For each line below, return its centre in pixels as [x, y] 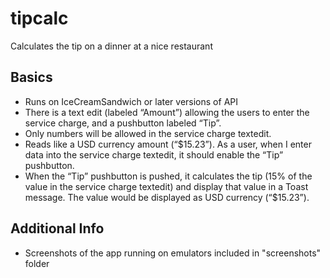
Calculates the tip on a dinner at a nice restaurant [111, 46]
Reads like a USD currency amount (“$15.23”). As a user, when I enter [168, 144]
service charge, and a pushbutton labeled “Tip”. [123, 123]
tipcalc [39, 18]
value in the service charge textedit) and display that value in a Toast [166, 186]
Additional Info [57, 228]
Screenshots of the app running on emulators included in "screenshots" [173, 253]
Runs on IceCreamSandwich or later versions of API [131, 101]
